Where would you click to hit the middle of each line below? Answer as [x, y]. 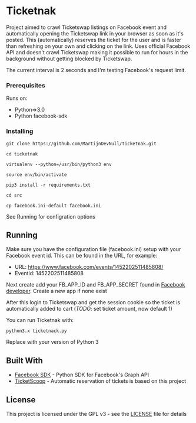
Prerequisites [26, 85]
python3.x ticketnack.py [36, 331]
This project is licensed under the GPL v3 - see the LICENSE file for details [97, 414]
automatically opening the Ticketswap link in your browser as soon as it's [95, 33]
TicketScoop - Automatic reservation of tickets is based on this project [100, 381]
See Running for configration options [51, 216]
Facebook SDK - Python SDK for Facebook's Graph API [82, 375]
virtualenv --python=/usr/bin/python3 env [59, 164]
